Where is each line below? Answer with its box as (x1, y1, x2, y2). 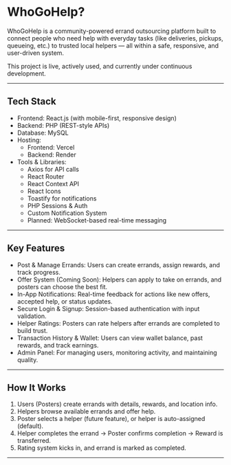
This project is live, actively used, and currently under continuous (7, 62, 192, 70)
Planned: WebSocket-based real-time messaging (27, 216, 167, 224)
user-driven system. (7, 49, 64, 57)
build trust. (16, 326, 48, 334)
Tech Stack (7, 95, 56, 107)
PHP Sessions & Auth (27, 201, 88, 209)
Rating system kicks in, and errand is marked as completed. (16, 444, 187, 452)
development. (7, 69, 46, 78)
